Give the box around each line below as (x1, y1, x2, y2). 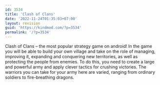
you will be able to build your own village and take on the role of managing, (5, 48, 156, 54)
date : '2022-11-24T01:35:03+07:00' (5, 16, 78, 21)
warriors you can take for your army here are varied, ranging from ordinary (5, 69, 155, 75)
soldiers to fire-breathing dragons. (5, 74, 75, 80)
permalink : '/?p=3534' (5, 30, 51, 35)
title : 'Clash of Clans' (5, 12, 56, 17)
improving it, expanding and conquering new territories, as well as (5, 54, 138, 59)
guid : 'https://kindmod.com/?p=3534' (5, 25, 82, 30)
